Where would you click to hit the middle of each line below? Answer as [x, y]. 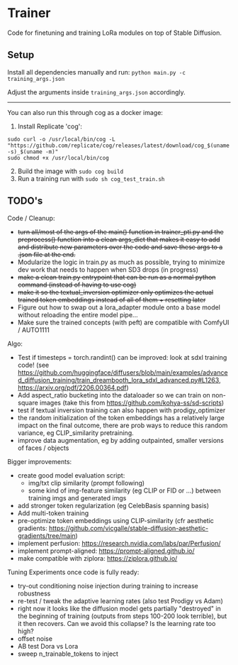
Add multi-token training [53, 513]
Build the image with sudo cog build [70, 171]
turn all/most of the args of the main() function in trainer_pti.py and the [121, 231]
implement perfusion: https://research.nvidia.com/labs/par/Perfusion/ [119, 543]
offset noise [35, 638]
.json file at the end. [46, 254]
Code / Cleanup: [31, 218]
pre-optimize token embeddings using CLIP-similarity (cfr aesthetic [116, 520]
